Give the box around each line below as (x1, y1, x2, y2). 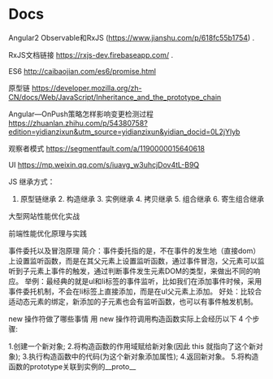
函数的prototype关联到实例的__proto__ (8, 361, 136, 371)
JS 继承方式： (8, 176, 55, 186)
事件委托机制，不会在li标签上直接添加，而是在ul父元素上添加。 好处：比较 (8, 286, 255, 296)
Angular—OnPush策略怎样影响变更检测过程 (8, 109, 154, 119)
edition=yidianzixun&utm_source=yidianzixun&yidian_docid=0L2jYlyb (8, 127, 240, 137)
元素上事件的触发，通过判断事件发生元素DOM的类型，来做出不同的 (29, 266, 253, 276)
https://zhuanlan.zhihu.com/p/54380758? (8, 118, 148, 128)
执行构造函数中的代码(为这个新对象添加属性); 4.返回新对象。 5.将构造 (28, 351, 259, 361)
